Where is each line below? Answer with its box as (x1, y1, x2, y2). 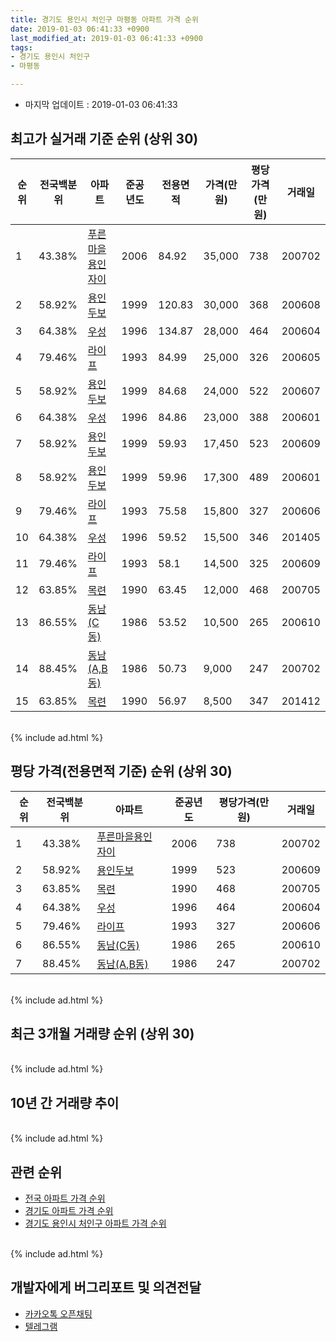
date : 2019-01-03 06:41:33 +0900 (10, 24, 150, 34)
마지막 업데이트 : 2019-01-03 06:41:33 (24, 99, 178, 110)
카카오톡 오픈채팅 (24, 1307, 93, 1320)
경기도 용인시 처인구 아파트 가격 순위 (24, 1217, 167, 1230)
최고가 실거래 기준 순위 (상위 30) (10, 131, 199, 148)
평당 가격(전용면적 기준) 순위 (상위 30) (10, 763, 233, 780)
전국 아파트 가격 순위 (24, 1192, 106, 1205)
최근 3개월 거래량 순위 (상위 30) (10, 1026, 195, 1043)
